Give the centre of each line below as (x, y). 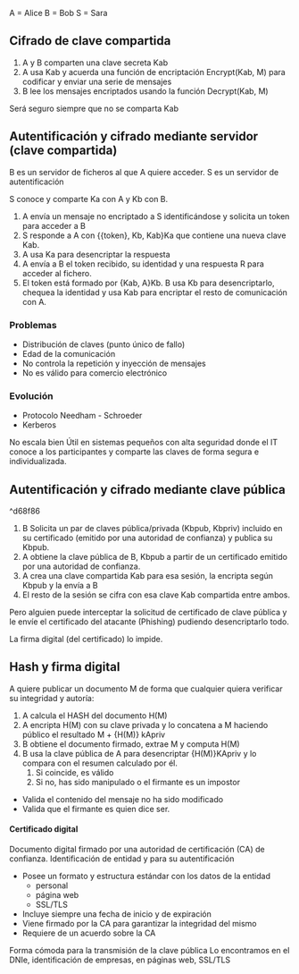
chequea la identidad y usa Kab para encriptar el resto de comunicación (155, 292)
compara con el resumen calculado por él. (100, 763)
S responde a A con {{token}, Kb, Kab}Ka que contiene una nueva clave (154, 235)
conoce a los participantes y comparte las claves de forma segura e (134, 452)
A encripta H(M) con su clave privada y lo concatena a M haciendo (145, 724)
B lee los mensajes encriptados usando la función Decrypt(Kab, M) (145, 91)
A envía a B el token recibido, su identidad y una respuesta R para (143, 264)
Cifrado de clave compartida (90, 41)
